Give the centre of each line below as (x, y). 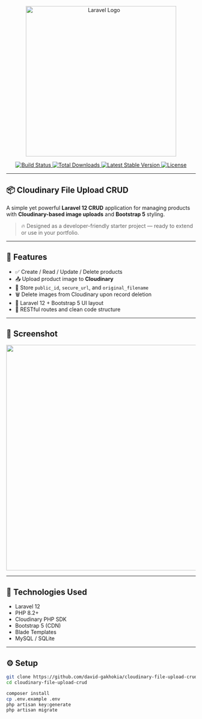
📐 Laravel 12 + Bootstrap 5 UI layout (59, 303)
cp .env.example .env (33, 699)
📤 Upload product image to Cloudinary (64, 279)
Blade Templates (36, 632)
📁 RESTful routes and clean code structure (68, 309)
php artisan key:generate (38, 705)
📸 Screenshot (32, 334)
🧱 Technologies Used (47, 592)
